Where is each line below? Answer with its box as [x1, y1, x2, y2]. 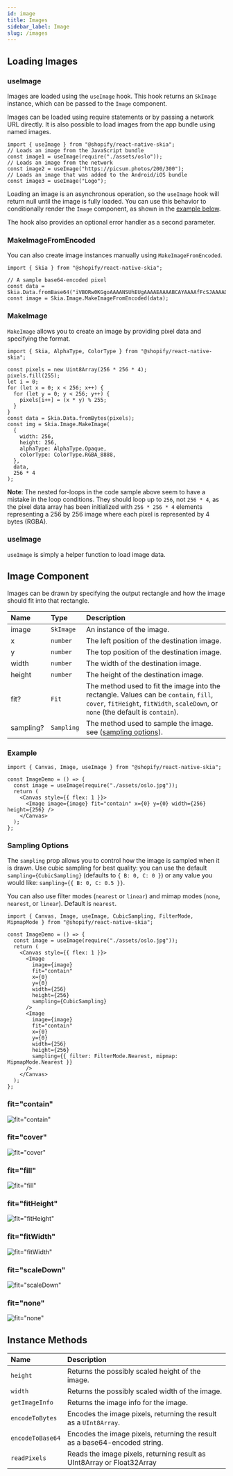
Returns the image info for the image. [67, 1398, 189, 1408]
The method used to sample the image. [85, 718, 214, 728]
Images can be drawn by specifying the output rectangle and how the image [7, 589, 225, 597]
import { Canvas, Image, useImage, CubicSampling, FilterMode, [7, 913, 194, 920]
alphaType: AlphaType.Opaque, [19, 445, 107, 452]
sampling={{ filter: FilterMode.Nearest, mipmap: [32, 1053, 178, 1060]
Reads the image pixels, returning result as [67, 1449, 206, 1459]
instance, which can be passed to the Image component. [7, 99, 168, 108]
